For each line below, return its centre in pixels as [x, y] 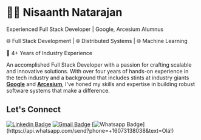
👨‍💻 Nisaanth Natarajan [64, 12]
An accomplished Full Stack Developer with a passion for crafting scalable [99, 65]
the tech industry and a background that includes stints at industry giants [98, 78]
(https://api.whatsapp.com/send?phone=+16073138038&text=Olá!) [90, 130]
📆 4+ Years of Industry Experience [49, 53]
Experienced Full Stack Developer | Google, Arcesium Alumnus [85, 29]
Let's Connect [33, 109]
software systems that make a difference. [58, 90]
